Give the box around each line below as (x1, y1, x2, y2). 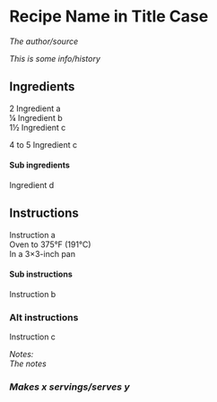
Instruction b (9, 288, 56, 299)
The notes (9, 358, 47, 369)
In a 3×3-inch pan (9, 248, 76, 259)
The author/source (9, 36, 79, 47)
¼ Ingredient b (9, 112, 63, 123)
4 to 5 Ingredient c (9, 139, 78, 150)
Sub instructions (9, 269, 74, 279)
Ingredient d (9, 179, 55, 190)
